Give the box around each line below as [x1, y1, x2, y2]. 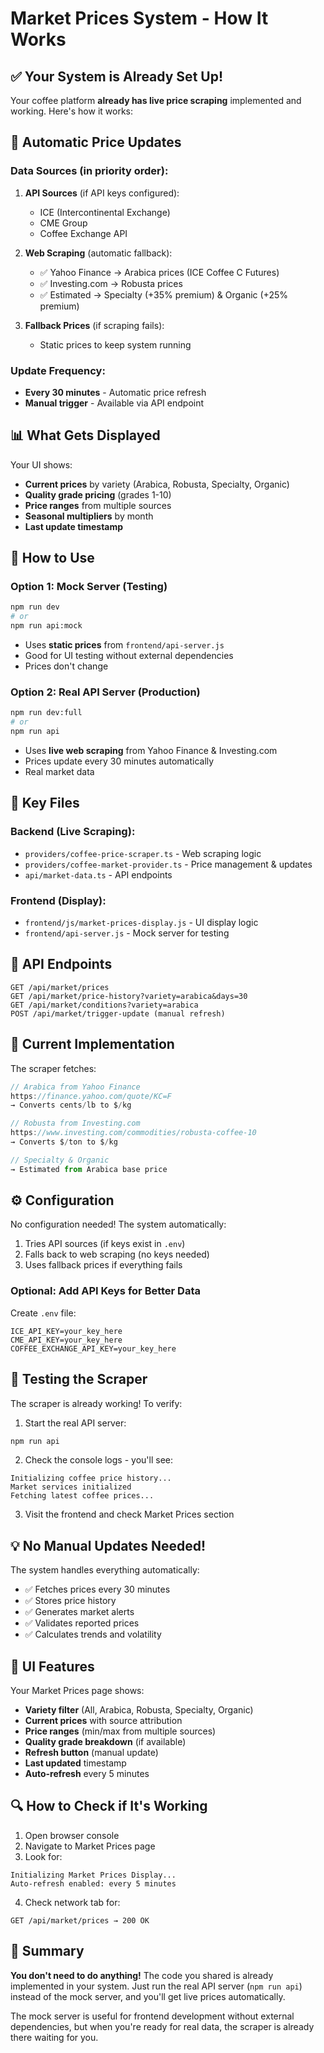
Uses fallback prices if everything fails [24, 1259, 183, 1271]
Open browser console [24, 1829, 120, 1841]
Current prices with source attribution [24, 1715, 183, 1727]
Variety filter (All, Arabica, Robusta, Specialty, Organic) [24, 1704, 254, 1716]
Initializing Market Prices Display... [10, 1870, 177, 1880]
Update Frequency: [10, 363, 106, 377]
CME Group [39, 217, 88, 229]
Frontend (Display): [10, 893, 107, 907]
